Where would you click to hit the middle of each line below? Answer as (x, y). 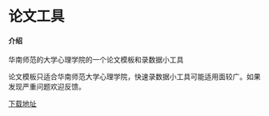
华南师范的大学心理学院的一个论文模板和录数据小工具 (96, 60)
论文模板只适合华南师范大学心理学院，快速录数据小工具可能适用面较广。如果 (134, 77)
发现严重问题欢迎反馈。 (47, 87)
